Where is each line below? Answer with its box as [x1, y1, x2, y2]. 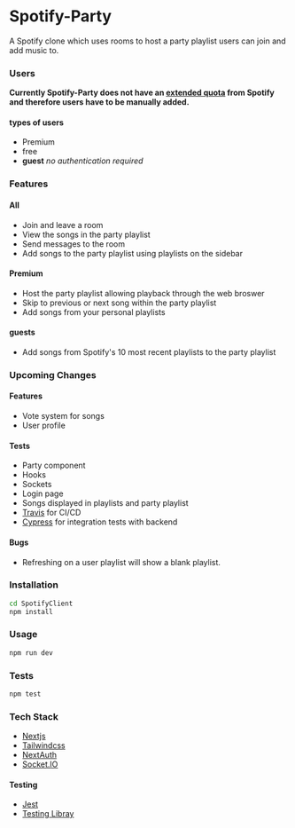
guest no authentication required [21, 155, 144, 166]
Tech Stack [9, 710, 59, 722]
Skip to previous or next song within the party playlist [21, 297, 217, 308]
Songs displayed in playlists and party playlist [21, 498, 189, 509]
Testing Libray [21, 808, 74, 819]
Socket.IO [21, 759, 58, 769]
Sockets [21, 479, 52, 490]
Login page [21, 488, 64, 499]
